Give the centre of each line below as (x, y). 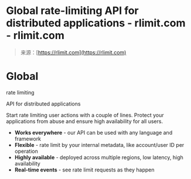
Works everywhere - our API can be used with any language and (93, 132)
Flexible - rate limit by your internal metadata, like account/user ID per (99, 145)
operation (26, 151)
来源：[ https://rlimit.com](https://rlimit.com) (73, 52)
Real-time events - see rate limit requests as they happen (84, 170)
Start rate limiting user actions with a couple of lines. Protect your (85, 115)
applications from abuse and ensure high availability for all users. (84, 121)
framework (28, 139)
